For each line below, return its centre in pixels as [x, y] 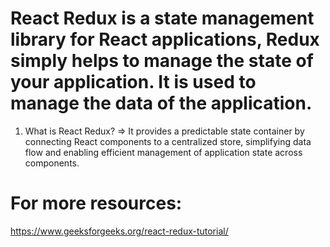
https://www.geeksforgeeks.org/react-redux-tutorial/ [119, 231]
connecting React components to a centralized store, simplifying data [168, 141]
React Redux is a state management [162, 18]
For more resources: [96, 203]
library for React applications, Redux [165, 39]
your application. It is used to [133, 82]
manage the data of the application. [161, 103]
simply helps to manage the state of [162, 61]
